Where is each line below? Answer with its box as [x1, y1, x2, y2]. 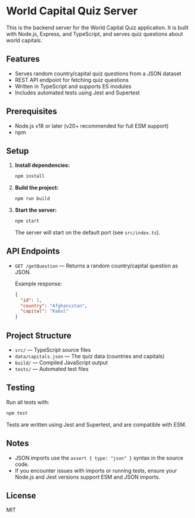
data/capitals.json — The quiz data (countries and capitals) [14, 353, 165, 359]
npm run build [14, 196, 50, 202]
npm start [14, 218, 40, 224]
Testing [6, 383, 35, 393]
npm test [6, 410, 28, 416]
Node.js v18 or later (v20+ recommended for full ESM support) [14, 122, 169, 129]
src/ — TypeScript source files [14, 346, 91, 354]
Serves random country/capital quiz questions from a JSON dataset [14, 70, 182, 77]
